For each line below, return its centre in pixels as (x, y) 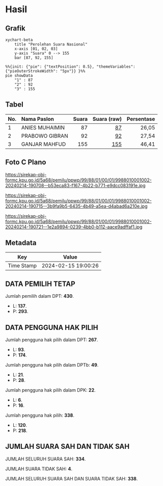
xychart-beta (19, 40)
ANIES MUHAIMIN (43, 127)
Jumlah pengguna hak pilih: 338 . (40, 415)
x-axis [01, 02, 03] (36, 49)
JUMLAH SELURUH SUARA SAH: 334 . (46, 459)
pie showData (19, 75)
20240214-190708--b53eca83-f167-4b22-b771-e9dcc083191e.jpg (75, 185)
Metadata (21, 243)
